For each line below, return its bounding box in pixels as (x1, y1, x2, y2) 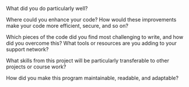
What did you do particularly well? (6, 5, 88, 12)
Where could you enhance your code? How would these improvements (6, 16, 177, 23)
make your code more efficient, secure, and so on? (6, 23, 128, 29)
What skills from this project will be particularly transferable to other (6, 57, 170, 64)
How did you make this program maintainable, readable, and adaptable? (6, 75, 179, 81)
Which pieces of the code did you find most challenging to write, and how (6, 34, 184, 40)
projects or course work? (6, 63, 66, 70)
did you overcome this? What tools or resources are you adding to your (6, 40, 177, 46)
